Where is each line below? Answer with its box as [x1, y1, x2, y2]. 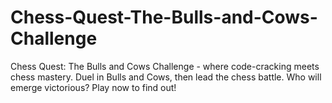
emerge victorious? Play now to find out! [10, 81, 177, 93]
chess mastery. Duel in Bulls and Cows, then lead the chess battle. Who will [10, 71, 322, 83]
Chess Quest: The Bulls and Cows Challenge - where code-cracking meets [10, 60, 320, 72]
